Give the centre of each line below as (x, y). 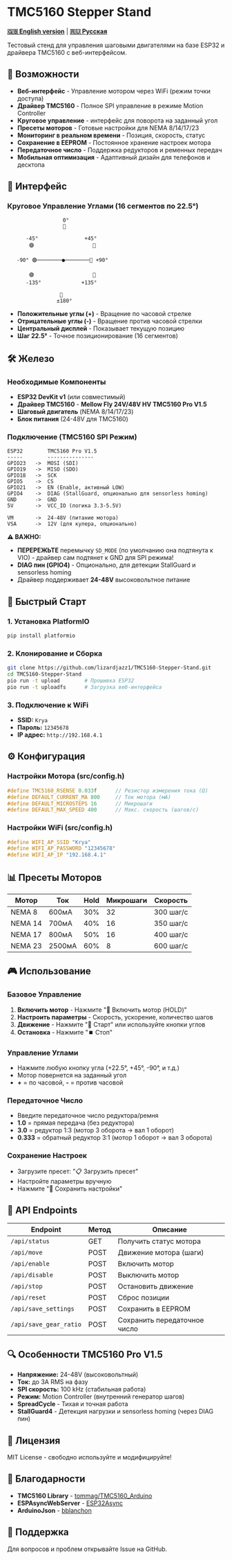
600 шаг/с (171, 946)
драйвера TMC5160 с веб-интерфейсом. (67, 52)
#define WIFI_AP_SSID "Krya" (49, 842)
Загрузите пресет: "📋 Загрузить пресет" (78, 1171)
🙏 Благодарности (46, 1479)
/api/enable (30, 1264)
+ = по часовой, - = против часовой (70, 1083)
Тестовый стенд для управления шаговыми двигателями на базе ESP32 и (116, 45)
